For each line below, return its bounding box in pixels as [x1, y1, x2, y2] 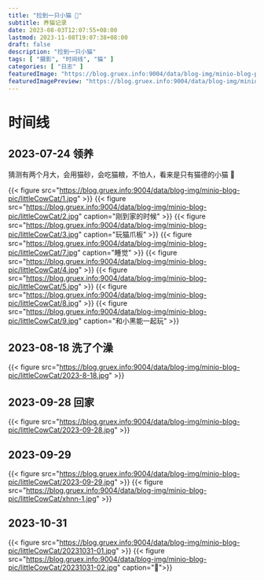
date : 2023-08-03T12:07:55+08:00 [8, 26, 118, 34]
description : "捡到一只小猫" [8, 48, 97, 56]
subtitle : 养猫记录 [8, 19, 68, 27]
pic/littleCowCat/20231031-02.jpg [8, 563, 118, 572]
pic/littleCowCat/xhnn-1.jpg [8, 494, 97, 503]
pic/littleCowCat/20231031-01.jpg [8, 545, 116, 555]
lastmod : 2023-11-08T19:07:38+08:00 [8, 33, 128, 42]
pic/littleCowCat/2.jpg [8, 211, 79, 221]
